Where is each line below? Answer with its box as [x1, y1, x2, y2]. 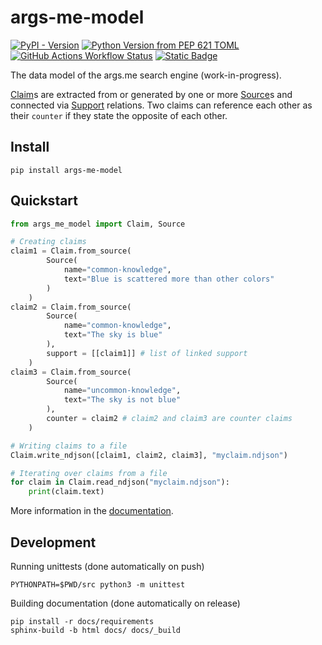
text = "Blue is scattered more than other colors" [63, 274, 275, 284]
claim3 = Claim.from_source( [10, 367, 132, 377]
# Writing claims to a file [10, 441, 128, 451]
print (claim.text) [28, 487, 105, 497]
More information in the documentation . [10, 505, 174, 517]
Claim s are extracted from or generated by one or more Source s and [10, 88, 293, 100]
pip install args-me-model [10, 165, 123, 175]
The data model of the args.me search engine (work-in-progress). [10, 69, 282, 81]
